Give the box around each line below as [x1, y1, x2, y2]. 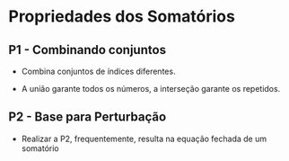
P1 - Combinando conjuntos [8, 42, 167, 58]
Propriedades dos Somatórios [8, 6, 235, 27]
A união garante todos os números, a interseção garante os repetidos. [21, 84, 281, 94]
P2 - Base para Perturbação [8, 110, 167, 125]
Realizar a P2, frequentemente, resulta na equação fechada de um [21, 133, 267, 144]
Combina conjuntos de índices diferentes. [21, 66, 176, 76]
